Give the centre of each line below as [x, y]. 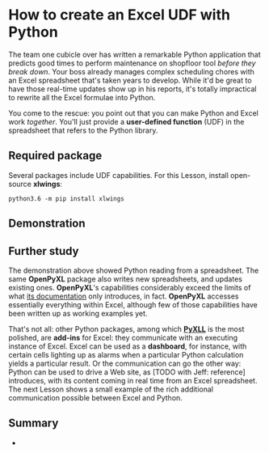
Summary [34, 423]
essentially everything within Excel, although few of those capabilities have [133, 304]
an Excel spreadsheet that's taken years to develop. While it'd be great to [130, 80]
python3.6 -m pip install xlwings [67, 199]
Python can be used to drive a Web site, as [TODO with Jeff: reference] [127, 372]
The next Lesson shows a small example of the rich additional [111, 389]
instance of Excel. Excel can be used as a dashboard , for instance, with [128, 346]
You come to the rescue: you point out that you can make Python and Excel [133, 113]
